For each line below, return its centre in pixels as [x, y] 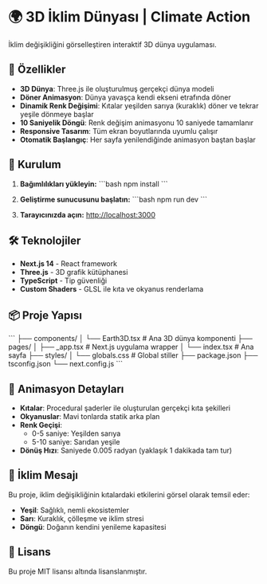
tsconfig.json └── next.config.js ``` [66, 364]
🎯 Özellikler [37, 70]
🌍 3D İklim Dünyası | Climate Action [130, 17]
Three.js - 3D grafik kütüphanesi [74, 272]
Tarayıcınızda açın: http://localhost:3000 [88, 214]
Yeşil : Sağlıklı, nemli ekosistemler [75, 510]
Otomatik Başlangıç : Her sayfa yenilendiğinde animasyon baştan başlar [138, 139]
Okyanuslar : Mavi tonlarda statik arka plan [90, 416]
